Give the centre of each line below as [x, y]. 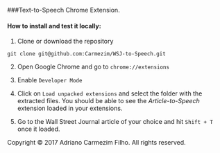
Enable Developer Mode [50, 80]
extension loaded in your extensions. [70, 108]
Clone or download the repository [65, 42]
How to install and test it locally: [54, 26]
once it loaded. [39, 129]
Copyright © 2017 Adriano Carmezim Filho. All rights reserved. [96, 143]
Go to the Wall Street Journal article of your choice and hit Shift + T [115, 122]
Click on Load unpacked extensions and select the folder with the [110, 93]
